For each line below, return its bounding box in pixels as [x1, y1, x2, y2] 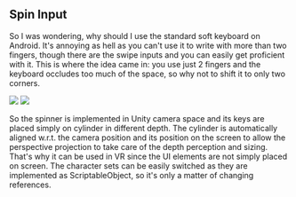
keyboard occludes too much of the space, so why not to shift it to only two [9, 68, 286, 79]
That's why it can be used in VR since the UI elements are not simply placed [9, 151, 287, 162]
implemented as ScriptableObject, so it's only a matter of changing [9, 169, 254, 180]
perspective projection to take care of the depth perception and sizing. [9, 141, 268, 152]
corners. [9, 77, 41, 88]
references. [9, 179, 52, 190]
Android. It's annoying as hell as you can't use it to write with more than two [9, 40, 287, 51]
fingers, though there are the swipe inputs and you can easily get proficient [9, 49, 285, 60]
